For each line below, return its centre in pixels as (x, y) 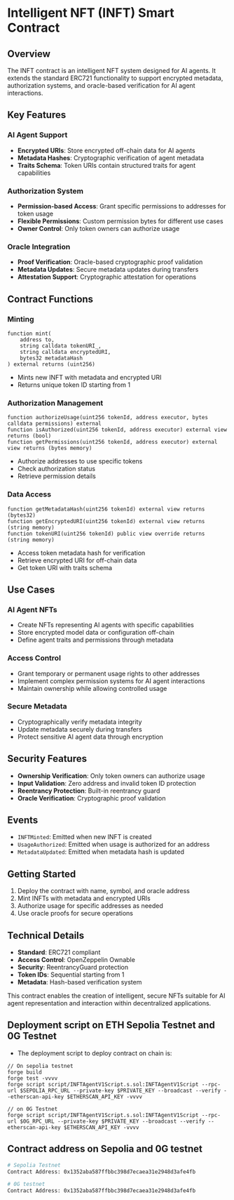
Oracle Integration (39, 246)
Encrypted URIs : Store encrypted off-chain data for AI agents (106, 150)
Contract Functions (50, 299)
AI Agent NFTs (32, 609)
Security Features (47, 759)
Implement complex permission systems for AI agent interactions (111, 681)
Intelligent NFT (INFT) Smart (91, 13)
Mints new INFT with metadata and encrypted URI (89, 377)
